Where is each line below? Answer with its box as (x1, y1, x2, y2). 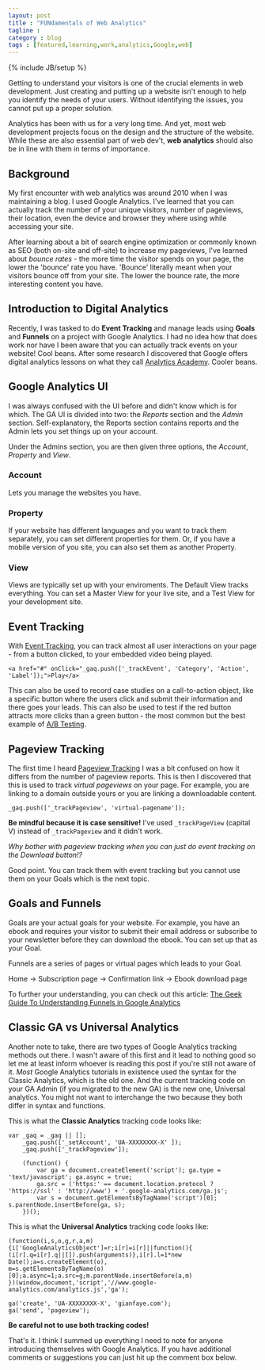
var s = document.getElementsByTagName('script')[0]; (36, 1194, 218, 1202)
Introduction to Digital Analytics (8, 302, 168, 316)
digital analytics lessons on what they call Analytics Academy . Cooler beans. (8, 357, 258, 366)
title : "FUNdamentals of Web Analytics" (8, 19, 147, 27)
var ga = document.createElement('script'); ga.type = (36, 1166, 221, 1174)
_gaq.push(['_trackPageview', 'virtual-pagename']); (8, 804, 186, 813)
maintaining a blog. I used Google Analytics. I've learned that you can (8, 196, 235, 206)
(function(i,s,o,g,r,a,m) (8, 1237, 93, 1245)
